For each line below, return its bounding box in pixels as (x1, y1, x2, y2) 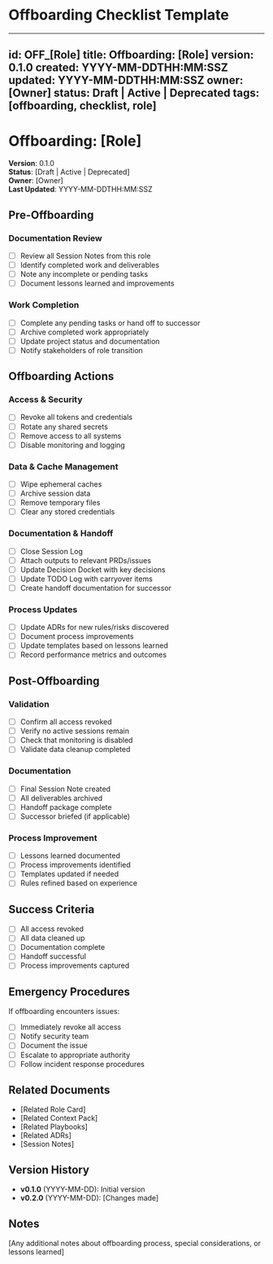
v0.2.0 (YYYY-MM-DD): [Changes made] (19, 1193, 159, 1203)
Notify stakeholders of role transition (19, 345, 144, 355)
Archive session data (19, 488, 91, 498)
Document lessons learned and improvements (19, 278, 175, 288)
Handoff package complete (19, 802, 112, 811)
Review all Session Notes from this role (19, 251, 151, 260)
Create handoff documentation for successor (19, 583, 172, 593)
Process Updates (8, 604, 78, 615)
